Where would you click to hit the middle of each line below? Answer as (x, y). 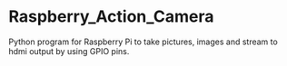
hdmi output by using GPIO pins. (69, 51)
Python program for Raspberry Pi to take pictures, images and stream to (143, 42)
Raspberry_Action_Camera (111, 17)
